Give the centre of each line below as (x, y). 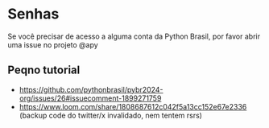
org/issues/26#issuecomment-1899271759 (90, 98)
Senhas (33, 14)
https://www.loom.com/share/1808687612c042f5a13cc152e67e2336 (133, 106)
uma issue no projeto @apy (53, 44)
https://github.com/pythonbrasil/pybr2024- (91, 89)
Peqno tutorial (44, 70)
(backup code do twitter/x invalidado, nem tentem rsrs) (111, 115)
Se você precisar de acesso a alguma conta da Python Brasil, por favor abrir (134, 36)
